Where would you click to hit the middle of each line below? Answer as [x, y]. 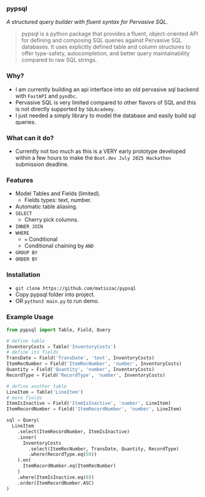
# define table [26, 341]
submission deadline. [42, 164]
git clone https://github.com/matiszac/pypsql [76, 289]
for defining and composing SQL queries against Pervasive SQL [102, 41]
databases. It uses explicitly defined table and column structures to [106, 47]
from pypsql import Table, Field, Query [59, 330]
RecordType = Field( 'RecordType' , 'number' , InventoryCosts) [86, 375]
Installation [24, 275]
